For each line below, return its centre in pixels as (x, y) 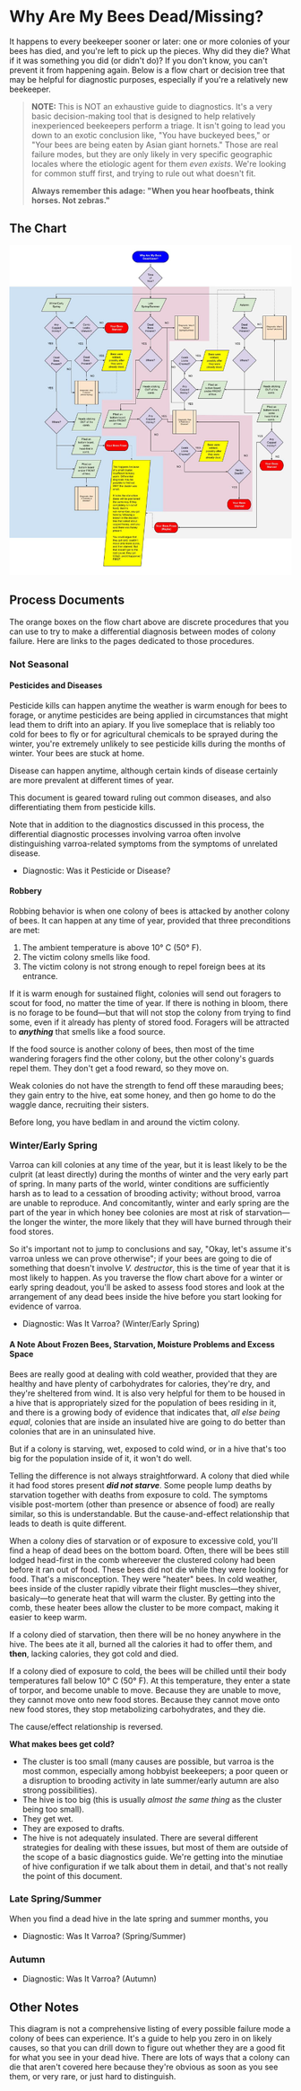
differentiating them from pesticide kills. (83, 807)
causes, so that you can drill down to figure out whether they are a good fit (147, 2047)
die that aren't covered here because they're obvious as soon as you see (144, 2067)
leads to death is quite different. (68, 1523)
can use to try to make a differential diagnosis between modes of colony (142, 631)
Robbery (26, 891)
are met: (25, 931)
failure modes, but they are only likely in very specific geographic (152, 154)
